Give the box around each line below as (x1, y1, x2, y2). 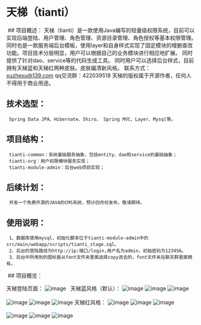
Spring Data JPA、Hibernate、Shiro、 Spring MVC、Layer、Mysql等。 (8, 116, 176, 122)
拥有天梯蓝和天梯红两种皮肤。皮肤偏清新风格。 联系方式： (6, 64, 151, 71)
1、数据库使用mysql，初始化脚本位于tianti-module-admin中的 (8, 235, 149, 241)
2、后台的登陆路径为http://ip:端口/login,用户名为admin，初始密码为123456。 (8, 248, 187, 254)
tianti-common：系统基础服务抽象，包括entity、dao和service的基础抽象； (8, 151, 177, 157)
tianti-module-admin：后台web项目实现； (8, 164, 104, 171)
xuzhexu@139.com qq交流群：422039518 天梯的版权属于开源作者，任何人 (6, 72, 192, 79)
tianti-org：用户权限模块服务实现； (8, 158, 91, 164)
